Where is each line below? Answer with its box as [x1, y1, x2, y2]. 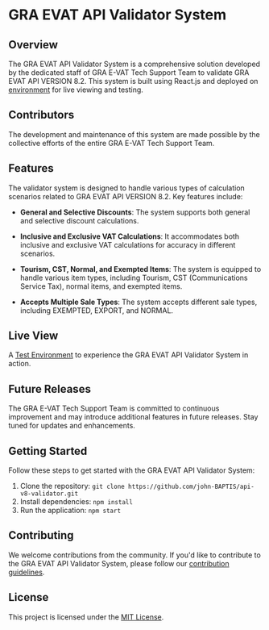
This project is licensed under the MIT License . [8, 611, 164, 622]
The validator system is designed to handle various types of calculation [8, 183, 246, 193]
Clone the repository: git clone [19, 482, 125, 491]
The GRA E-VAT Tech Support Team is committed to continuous [8, 403, 220, 413]
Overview [8, 38, 59, 52]
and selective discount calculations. [19, 215, 139, 225]
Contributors [8, 108, 75, 122]
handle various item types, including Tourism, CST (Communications [19, 273, 248, 282]
